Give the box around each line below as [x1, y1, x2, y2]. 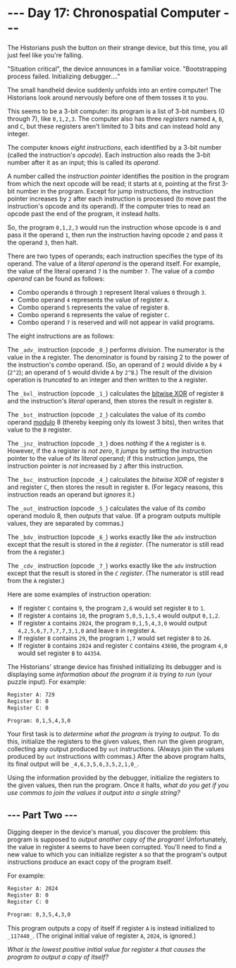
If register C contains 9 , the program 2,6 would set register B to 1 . [17, 603, 206, 612]
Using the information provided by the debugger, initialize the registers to [7, 774, 220, 782]
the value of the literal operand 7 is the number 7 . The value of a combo [7, 266, 215, 275]
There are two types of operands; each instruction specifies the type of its [7, 252, 223, 260]
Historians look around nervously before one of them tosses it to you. [7, 93, 209, 102]
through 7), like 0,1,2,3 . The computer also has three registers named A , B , [7, 114, 224, 123]
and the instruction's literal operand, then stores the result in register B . [7, 396, 213, 405]
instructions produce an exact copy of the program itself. [7, 858, 173, 866]
